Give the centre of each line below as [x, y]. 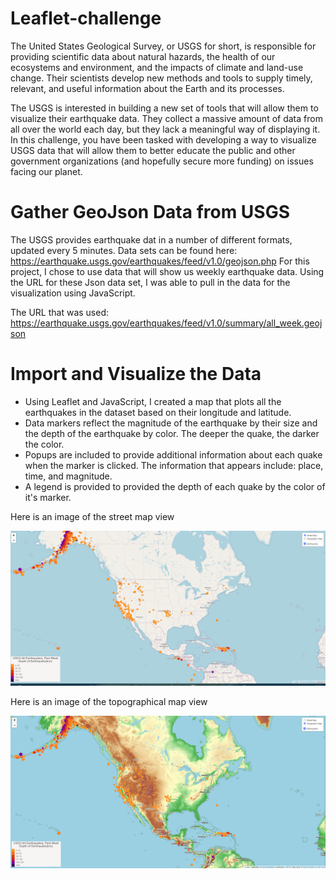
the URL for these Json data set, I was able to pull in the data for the [150, 282]
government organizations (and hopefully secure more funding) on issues [162, 161]
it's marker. [48, 497]
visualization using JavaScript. [73, 293]
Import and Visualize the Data [136, 374]
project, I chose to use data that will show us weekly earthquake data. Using [167, 271]
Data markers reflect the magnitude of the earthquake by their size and [171, 423]
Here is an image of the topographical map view [109, 702]
